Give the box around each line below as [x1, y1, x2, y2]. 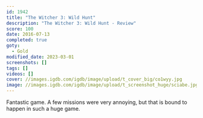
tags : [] [6, 65, 28, 71]
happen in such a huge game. [6, 105, 80, 112]
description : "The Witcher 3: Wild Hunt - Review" [6, 20, 137, 26]
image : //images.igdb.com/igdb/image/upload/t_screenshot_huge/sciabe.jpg [6, 82, 199, 88]
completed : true [6, 37, 47, 43]
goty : [6, 43, 20, 49]
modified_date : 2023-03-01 [6, 54, 74, 60]
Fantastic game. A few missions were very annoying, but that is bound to [6, 99, 187, 106]
